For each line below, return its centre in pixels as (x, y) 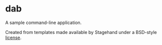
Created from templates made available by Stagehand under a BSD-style (81, 32)
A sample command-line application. (44, 22)
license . (13, 37)
